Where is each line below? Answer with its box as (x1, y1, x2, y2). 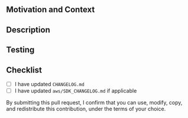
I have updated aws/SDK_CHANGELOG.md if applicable (14, 87, 137, 94)
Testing (6, 45, 35, 55)
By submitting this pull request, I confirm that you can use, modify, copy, (6, 99, 183, 106)
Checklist (6, 65, 43, 75)
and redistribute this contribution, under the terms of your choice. (6, 106, 166, 113)
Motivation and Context (6, 5, 95, 15)
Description (6, 25, 50, 35)
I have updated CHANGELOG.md (14, 80, 85, 87)
